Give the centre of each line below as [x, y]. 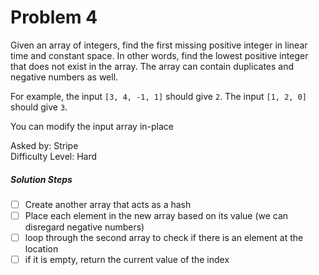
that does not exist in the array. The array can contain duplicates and [152, 66]
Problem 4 [54, 17]
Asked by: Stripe [44, 145]
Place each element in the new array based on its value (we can [156, 215]
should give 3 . [39, 107]
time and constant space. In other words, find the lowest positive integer [159, 55]
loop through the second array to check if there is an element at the [164, 238]
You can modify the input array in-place [92, 126]
